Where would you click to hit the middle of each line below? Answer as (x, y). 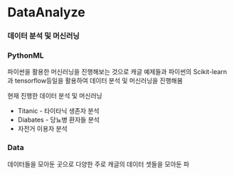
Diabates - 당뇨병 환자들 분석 (58, 120)
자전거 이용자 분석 (42, 129)
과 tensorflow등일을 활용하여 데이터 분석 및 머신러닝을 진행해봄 (95, 81)
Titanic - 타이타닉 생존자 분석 (58, 111)
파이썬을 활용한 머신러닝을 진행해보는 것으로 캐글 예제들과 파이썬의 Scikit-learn (117, 72)
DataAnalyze (46, 12)
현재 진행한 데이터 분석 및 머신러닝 (55, 96)
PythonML (26, 55)
